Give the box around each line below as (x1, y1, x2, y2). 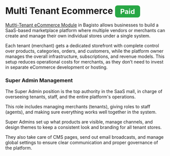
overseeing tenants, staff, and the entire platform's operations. (5, 94, 136, 100)
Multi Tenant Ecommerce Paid (5, 5, 135, 17)
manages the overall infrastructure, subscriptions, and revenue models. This (5, 53, 165, 59)
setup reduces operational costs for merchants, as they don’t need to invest (5, 58, 164, 65)
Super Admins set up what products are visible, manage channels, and (5, 119, 153, 125)
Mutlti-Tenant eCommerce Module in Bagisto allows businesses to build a (5, 22, 159, 28)
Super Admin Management (5, 77, 73, 84)
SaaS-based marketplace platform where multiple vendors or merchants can (5, 27, 165, 33)
